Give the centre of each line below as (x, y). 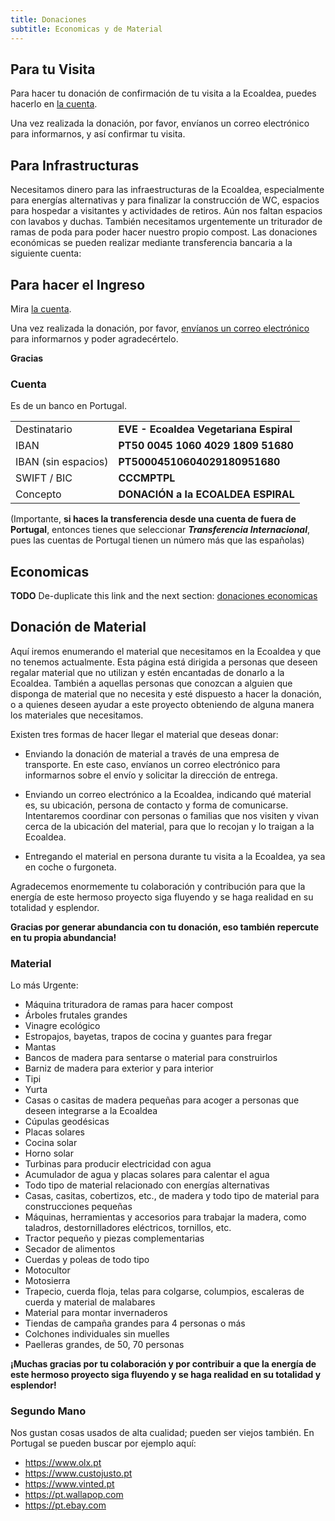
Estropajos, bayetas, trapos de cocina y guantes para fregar (148, 1037)
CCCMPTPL (147, 478)
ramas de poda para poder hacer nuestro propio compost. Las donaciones (164, 232)
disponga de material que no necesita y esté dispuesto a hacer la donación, (166, 693)
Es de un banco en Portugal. (68, 406)
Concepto (38, 494)
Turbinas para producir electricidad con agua (118, 1164)
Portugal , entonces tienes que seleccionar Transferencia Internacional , (160, 530)
